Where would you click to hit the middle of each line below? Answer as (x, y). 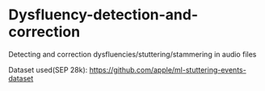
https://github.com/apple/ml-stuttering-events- (168, 69)
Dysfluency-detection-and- (103, 15)
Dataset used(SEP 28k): (48, 69)
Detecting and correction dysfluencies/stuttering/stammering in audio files (132, 54)
